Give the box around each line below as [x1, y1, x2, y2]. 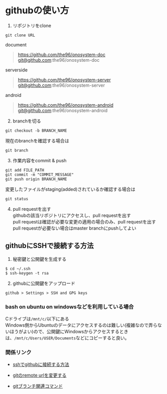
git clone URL [5, 33, 36, 38]
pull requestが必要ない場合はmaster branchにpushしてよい [12, 225, 136, 231]
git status [5, 196, 29, 202]
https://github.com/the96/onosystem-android [17, 102, 114, 108]
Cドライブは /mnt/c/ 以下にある [5, 316, 70, 322]
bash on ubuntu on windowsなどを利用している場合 [5, 303, 134, 310]
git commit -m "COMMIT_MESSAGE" [5, 172, 74, 177]
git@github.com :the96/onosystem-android [17, 107, 108, 113]
